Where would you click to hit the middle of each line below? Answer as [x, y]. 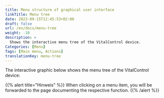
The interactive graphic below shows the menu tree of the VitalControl [77, 70]
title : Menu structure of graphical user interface [60, 10]
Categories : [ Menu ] [25, 47]
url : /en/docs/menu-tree [31, 28]
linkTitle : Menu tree [28, 14]
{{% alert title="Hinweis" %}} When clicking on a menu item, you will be [79, 85]
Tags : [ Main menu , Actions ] [34, 51]
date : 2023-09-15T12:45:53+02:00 [40, 19]
